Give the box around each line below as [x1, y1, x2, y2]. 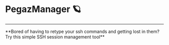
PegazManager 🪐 [5, 4, 81, 15]
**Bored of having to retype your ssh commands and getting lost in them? [5, 28, 160, 34]
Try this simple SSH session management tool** [5, 33, 105, 40]
